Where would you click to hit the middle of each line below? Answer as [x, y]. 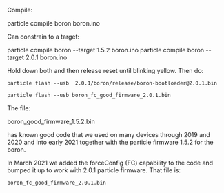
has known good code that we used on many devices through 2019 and [109, 135]
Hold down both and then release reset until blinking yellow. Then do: [105, 71]
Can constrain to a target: [43, 37]
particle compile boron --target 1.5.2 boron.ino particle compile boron [106, 50]
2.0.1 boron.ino [46, 57]
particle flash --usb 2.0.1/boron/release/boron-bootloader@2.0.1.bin [112, 83]
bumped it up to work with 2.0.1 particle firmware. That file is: [94, 170]
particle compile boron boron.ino [53, 23]
